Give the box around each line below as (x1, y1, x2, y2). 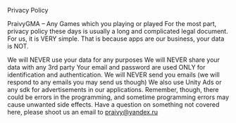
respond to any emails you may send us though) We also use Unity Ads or (7, 78, 222, 86)
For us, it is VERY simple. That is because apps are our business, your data (7, 34, 225, 43)
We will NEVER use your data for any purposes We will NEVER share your (7, 56, 221, 64)
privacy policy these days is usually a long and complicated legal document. (7, 27, 228, 35)
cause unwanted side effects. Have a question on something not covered (7, 101, 220, 108)
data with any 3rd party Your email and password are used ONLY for (7, 63, 206, 71)
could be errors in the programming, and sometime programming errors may (7, 93, 230, 101)
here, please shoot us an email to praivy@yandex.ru (7, 108, 159, 116)
